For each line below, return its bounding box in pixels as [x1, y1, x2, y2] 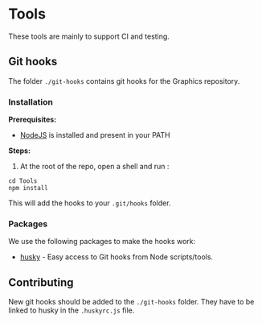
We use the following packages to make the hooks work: [8, 237, 196, 246]
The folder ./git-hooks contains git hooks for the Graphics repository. [8, 76, 240, 85]
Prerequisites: [8, 114, 57, 125]
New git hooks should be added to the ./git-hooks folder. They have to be [8, 297, 255, 307]
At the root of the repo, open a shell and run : [19, 162, 170, 172]
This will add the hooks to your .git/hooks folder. [8, 198, 171, 208]
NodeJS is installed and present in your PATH [19, 130, 170, 140]
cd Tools [8, 177, 38, 185]
